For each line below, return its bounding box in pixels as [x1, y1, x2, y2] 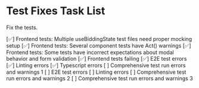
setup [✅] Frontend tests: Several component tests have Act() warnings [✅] [6, 42, 192, 49]
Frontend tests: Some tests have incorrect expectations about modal [6, 49, 174, 56]
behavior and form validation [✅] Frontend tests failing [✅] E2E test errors [6, 55, 187, 62]
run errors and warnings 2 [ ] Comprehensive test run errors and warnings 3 [6, 74, 194, 81]
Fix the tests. [6, 24, 38, 31]
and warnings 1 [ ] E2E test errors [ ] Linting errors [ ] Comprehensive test [6, 68, 186, 76]
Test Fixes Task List [6, 4, 105, 18]
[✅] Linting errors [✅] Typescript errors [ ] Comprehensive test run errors [6, 61, 186, 69]
